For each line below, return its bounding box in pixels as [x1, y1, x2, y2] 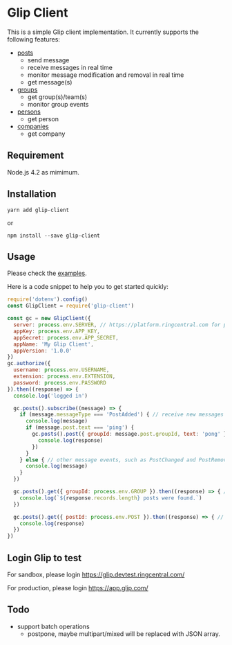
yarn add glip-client [7, 206, 70, 213]
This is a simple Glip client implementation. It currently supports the [7, 28, 199, 36]
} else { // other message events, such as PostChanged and [19, 456, 196, 463]
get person [27, 114, 59, 123]
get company [27, 130, 66, 138]
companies [17, 122, 50, 130]
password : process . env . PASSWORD [13, 379, 107, 386]
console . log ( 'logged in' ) [13, 392, 88, 399]
